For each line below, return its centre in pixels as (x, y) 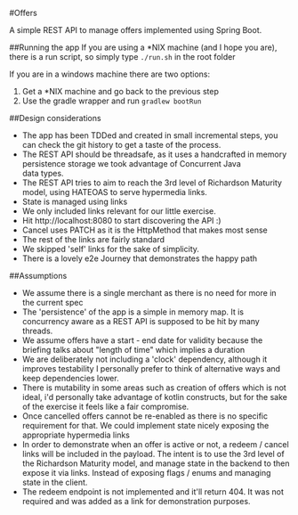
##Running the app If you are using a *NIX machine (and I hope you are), (143, 47)
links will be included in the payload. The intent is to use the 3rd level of (153, 454)
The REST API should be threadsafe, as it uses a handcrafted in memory (154, 154)
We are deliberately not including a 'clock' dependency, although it (145, 359)
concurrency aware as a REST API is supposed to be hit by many (141, 321)
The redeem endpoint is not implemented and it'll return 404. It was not (153, 492)
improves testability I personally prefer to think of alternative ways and (151, 368)
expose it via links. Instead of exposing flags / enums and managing (146, 473)
